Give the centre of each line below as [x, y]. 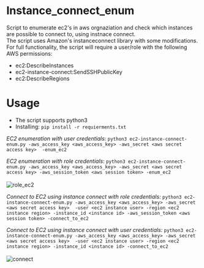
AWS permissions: [29, 53]
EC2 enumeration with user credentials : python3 [67, 138]
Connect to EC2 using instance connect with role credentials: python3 [94, 196]
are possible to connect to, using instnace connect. [71, 34]
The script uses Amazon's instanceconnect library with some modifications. [102, 40]
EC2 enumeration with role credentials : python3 [66, 161]
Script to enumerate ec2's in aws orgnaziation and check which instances [100, 28]
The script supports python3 [51, 120]
